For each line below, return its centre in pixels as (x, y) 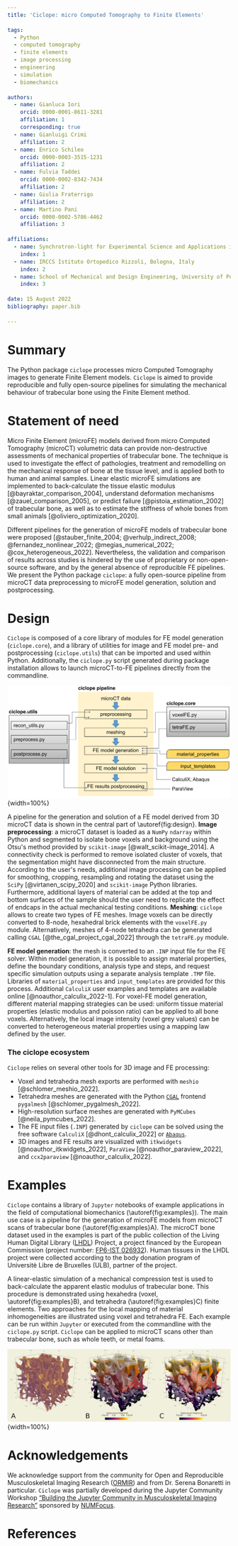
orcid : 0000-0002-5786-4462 (61, 217)
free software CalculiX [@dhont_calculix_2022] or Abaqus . (102, 1134)
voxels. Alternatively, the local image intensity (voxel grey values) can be (113, 1019)
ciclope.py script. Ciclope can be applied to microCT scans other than (110, 1332)
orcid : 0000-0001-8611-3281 (61, 112)
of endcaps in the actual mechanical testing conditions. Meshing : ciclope (115, 907)
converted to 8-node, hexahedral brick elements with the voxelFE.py (107, 922)
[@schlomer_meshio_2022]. (59, 1089)
